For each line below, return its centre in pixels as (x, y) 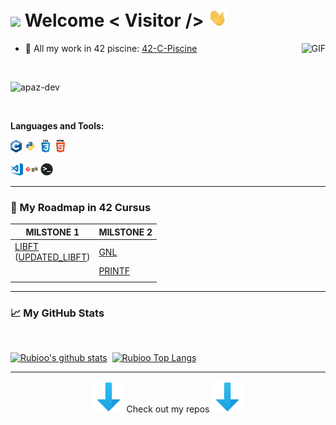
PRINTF (114, 271)
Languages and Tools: (57, 126)
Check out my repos (168, 409)
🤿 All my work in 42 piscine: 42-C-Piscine (111, 49)
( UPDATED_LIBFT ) (52, 257)
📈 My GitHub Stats (57, 313)
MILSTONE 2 (125, 232)
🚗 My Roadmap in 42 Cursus (81, 207)
